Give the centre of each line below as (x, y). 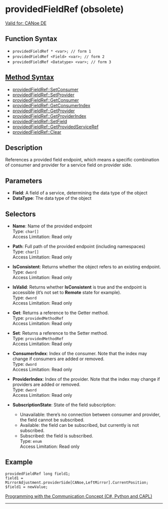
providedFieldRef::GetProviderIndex (49, 116)
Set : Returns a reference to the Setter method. (60, 333)
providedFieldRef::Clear (37, 132)
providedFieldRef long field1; (38, 474)
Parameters (24, 181)
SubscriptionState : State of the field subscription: (64, 405)
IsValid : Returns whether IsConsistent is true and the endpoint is (79, 287)
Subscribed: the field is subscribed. (56, 436)
